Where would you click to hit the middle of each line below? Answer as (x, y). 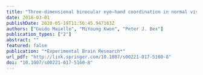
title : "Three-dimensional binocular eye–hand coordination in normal (97, 12)
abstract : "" (23, 40)
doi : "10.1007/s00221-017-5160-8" (50, 62)
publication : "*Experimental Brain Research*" (66, 51)
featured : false (27, 46)
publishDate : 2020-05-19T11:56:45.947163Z (60, 23)
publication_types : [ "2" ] (39, 34)
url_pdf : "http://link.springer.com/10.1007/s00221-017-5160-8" (89, 57)
